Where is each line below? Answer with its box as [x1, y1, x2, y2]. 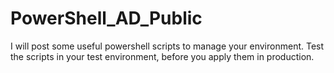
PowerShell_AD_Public [10, 7, 203, 30]
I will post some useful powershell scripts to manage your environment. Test [10, 40, 325, 52]
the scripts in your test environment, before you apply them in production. [10, 50, 315, 62]
